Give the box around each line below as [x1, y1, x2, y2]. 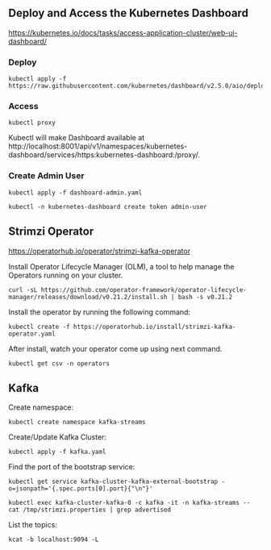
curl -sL [8, 285, 38, 294]
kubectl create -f [8, 323, 70, 331]
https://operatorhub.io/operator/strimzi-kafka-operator [8, 246, 191, 256]
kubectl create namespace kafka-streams [8, 419, 147, 427]
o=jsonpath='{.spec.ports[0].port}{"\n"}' [8, 485, 153, 493]
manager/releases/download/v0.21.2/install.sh [8, 293, 168, 301]
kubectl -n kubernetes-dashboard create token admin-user [8, 202, 207, 210]
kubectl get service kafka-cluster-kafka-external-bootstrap [8, 477, 219, 486]
